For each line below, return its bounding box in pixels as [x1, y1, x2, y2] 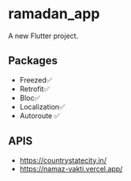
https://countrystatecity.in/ [19, 156, 107, 165]
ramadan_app [8, 5, 100, 23]
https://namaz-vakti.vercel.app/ [19, 164, 123, 173]
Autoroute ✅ [19, 110, 61, 120]
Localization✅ [19, 102, 65, 111]
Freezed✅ [19, 75, 53, 84]
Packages [8, 54, 58, 67]
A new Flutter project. [8, 31, 79, 40]
